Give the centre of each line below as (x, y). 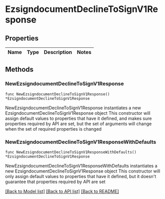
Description (58, 52)
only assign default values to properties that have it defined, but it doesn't (81, 176)
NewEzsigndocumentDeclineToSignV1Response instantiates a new (73, 108)
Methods (19, 70)
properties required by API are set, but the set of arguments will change (79, 124)
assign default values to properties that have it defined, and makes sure (79, 118)
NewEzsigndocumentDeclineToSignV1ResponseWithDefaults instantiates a (81, 166)
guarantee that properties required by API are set (55, 182)
